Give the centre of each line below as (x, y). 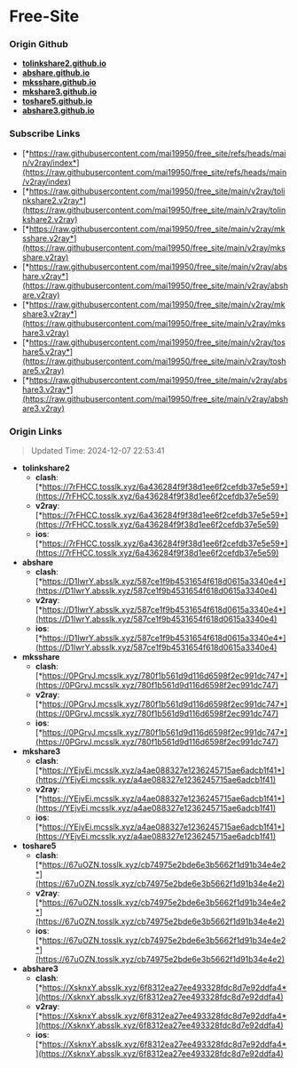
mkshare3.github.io (59, 92)
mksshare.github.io (59, 83)
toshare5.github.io (57, 101)
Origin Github (39, 44)
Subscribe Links (45, 133)
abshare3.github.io (58, 111)
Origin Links (36, 431)
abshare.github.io (56, 73)
